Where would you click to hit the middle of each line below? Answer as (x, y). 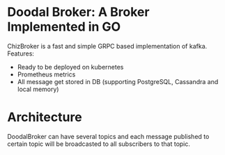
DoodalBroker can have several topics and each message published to (108, 136)
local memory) (38, 89)
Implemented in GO (64, 27)
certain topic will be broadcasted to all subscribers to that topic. (99, 144)
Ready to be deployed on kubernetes (70, 67)
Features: (21, 54)
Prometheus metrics (46, 74)
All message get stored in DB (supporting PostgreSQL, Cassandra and (118, 81)
